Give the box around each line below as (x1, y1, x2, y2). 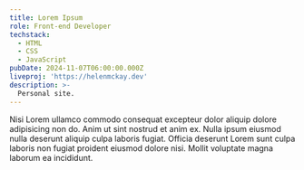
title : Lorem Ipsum (9, 13, 83, 23)
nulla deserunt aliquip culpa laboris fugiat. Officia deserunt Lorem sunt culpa (9, 133, 296, 144)
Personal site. (17, 89, 75, 98)
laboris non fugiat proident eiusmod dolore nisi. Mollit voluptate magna (9, 142, 274, 154)
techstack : (9, 30, 51, 39)
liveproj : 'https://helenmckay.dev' (9, 72, 148, 81)
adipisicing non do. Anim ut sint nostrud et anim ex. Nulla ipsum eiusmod (9, 123, 281, 134)
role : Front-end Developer (9, 22, 112, 31)
